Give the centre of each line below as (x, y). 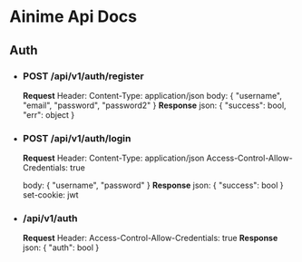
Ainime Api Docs (73, 17)
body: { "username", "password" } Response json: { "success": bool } (153, 185)
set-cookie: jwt (50, 195)
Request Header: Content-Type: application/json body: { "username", (152, 95)
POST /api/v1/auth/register (83, 76)
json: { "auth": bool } (61, 247)
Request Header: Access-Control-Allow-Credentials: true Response (150, 238)
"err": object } (49, 114)
